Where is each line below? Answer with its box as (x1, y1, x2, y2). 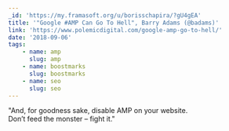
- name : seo (22, 77, 61, 85)
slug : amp (28, 56, 61, 64)
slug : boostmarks (28, 70, 86, 78)
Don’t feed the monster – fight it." (8, 115, 115, 124)
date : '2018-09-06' (8, 33, 72, 42)
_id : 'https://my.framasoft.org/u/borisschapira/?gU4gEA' (8, 11, 202, 20)
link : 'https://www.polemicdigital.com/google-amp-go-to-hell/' (8, 26, 223, 34)
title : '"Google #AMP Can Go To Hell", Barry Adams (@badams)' (8, 19, 220, 27)
